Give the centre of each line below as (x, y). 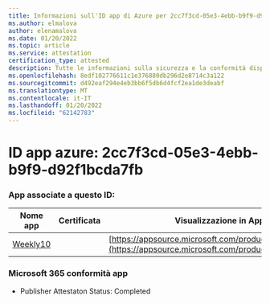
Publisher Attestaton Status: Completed (85, 291)
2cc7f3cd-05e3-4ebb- (180, 153)
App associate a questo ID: (61, 195)
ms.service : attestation (50, 53)
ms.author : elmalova (43, 23)
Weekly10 (32, 244)
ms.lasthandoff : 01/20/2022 (55, 105)
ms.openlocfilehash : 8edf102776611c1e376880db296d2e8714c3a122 (117, 76)
